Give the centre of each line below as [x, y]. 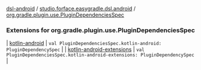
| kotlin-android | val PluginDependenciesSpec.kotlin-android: [84, 43]
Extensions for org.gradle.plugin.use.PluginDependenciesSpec [100, 30]
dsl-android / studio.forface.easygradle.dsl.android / [71, 9]
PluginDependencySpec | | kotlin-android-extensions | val [76, 49]
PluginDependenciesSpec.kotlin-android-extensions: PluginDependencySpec [100, 55]
